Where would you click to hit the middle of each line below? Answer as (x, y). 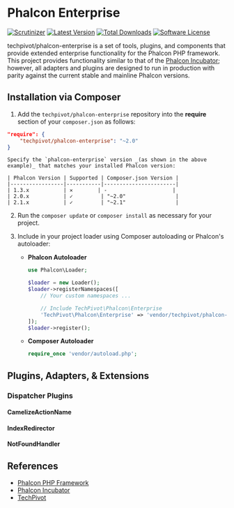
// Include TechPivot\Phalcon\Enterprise (101, 308)
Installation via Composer (64, 97)
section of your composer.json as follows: (76, 121)
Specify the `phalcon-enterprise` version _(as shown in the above (107, 160)
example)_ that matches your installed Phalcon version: (92, 166)
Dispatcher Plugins (40, 396)
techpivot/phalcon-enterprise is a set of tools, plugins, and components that (117, 45)
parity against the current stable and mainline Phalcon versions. (99, 75)
